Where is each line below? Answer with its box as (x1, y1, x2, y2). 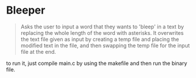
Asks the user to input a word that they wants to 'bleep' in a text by (20, 23, 184, 30)
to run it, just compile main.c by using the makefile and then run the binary (6, 60, 188, 67)
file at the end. (20, 48, 56, 55)
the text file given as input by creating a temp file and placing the (20, 35, 179, 43)
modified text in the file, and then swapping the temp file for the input (20, 42, 190, 49)
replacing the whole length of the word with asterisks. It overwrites (20, 29, 184, 36)
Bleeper (6, 4, 46, 17)
